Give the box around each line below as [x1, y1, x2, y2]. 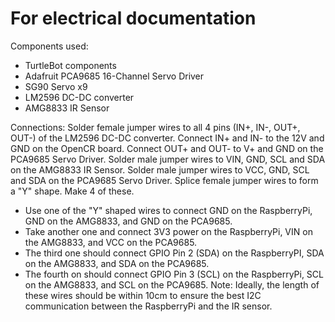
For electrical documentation [10, 7, 257, 30]
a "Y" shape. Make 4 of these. [10, 185, 135, 197]
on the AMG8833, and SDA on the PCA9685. [24, 257, 210, 269]
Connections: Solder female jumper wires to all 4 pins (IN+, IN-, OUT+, [10, 121, 301, 133]
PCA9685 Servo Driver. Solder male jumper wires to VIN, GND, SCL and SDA [10, 153, 326, 165]
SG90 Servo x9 [24, 80, 88, 92]
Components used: [10, 40, 89, 52]
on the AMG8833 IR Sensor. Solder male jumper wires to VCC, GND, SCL [10, 163, 310, 176]
